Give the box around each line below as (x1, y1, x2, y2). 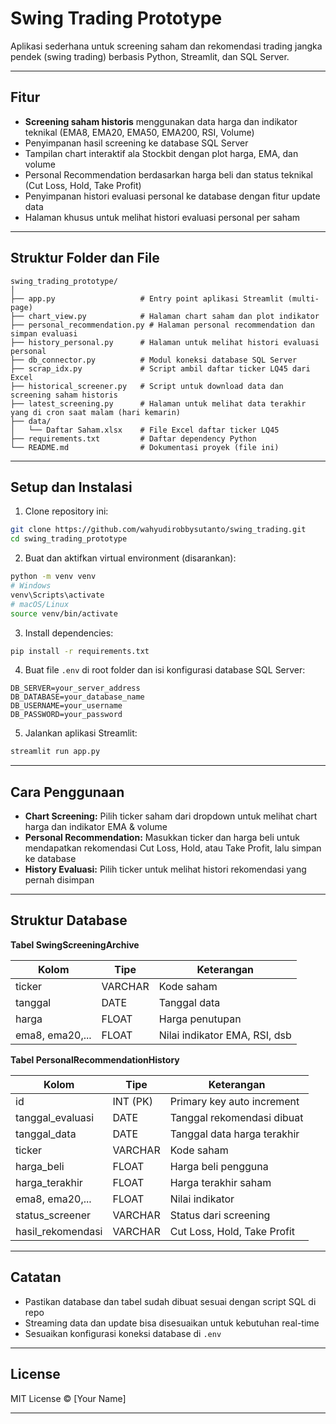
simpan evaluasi (10, 328, 78, 339)
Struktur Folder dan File (10, 250, 160, 267)
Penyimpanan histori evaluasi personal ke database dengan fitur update (24, 190, 321, 202)
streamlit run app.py (10, 747, 101, 757)
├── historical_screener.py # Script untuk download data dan (10, 381, 284, 391)
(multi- (287, 293, 320, 304)
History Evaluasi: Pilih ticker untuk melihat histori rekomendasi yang (24, 863, 307, 876)
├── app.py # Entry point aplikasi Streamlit (10, 293, 284, 304)
